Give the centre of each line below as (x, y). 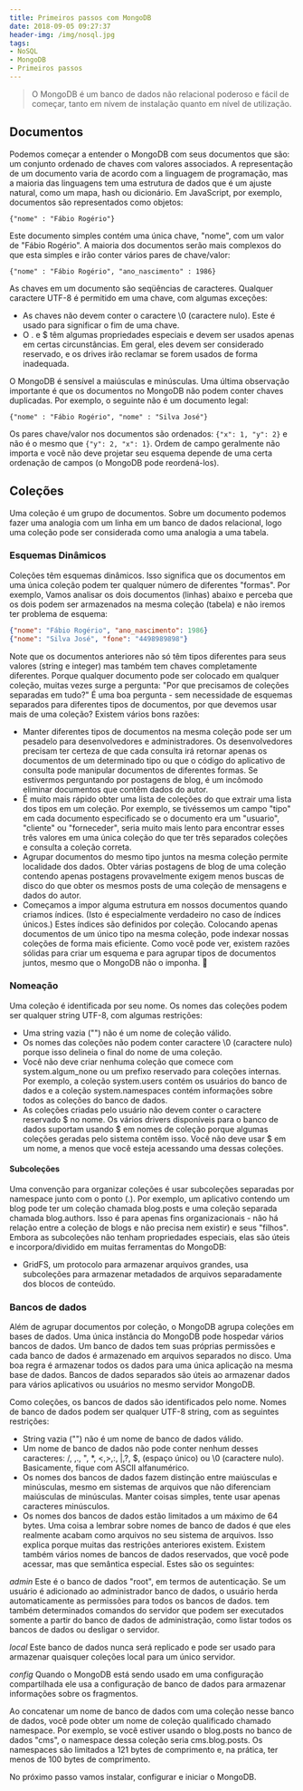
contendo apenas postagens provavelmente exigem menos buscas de (153, 876)
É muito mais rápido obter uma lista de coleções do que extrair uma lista (157, 799)
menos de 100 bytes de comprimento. (80, 1759)
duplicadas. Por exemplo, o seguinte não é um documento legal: (129, 400)
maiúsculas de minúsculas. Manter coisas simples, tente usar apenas (151, 1497)
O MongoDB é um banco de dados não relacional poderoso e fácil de (160, 94)
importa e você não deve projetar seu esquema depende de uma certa (141, 453)
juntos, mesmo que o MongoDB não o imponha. (111, 962)
